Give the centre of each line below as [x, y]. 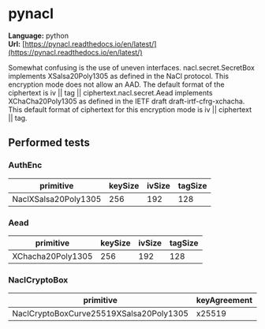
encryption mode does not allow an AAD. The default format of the [116, 84]
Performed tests [49, 143]
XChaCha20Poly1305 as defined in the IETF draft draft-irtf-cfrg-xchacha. [127, 101]
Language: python [39, 36]
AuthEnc [25, 165]
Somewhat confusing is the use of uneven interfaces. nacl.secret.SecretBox [131, 67]
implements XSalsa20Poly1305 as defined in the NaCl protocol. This [119, 76]
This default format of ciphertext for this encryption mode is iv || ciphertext [130, 109]
